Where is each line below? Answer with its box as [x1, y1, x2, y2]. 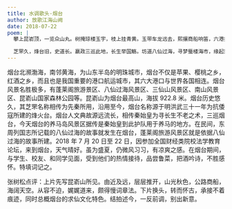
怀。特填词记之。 [7, 163, 56, 171]
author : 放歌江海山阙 [7, 17, 64, 23]
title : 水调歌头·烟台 [7, 10, 64, 17]
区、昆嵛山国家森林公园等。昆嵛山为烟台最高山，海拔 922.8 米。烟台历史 [7, 94, 215, 102]
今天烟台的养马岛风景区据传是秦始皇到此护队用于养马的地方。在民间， [19, 120, 219, 128]
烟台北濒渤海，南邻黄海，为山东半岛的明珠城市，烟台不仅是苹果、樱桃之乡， [7, 68, 225, 76]
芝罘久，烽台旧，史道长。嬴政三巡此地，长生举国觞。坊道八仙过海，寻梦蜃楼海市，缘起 [13, 48, 224, 55]
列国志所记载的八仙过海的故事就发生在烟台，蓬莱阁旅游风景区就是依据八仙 [12, 128, 225, 137]
